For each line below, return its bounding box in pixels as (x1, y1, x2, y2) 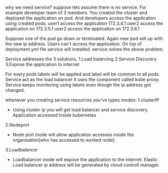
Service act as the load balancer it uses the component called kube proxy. (5, 77, 160, 82)
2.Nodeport (5, 122, 29, 128)
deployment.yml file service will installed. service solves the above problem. (5, 46, 164, 52)
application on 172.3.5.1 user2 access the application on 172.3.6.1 (5, 26, 140, 32)
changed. (5, 87, 25, 93)
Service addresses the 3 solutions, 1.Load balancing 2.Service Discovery (5, 56, 157, 62)
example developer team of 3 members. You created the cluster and (5, 10, 148, 16)
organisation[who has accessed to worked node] (12, 137, 115, 143)
